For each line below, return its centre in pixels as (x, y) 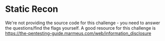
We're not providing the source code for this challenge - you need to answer (83, 23)
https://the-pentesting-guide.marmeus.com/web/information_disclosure (78, 33)
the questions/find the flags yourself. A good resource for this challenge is (81, 28)
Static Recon (32, 9)
